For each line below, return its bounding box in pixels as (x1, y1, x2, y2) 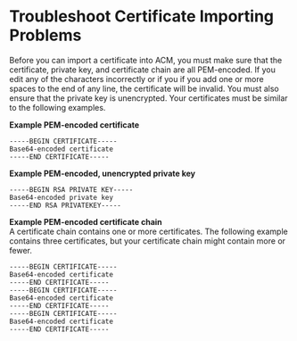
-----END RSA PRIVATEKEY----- (9, 201, 122, 210)
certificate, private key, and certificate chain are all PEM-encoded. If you (9, 64, 276, 75)
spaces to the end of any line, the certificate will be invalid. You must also (9, 83, 279, 94)
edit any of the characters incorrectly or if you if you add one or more (9, 73, 265, 84)
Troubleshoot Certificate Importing (9, 6, 275, 27)
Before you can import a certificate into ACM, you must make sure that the (9, 54, 283, 65)
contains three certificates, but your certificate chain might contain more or (9, 235, 286, 246)
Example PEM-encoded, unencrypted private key (9, 168, 196, 179)
